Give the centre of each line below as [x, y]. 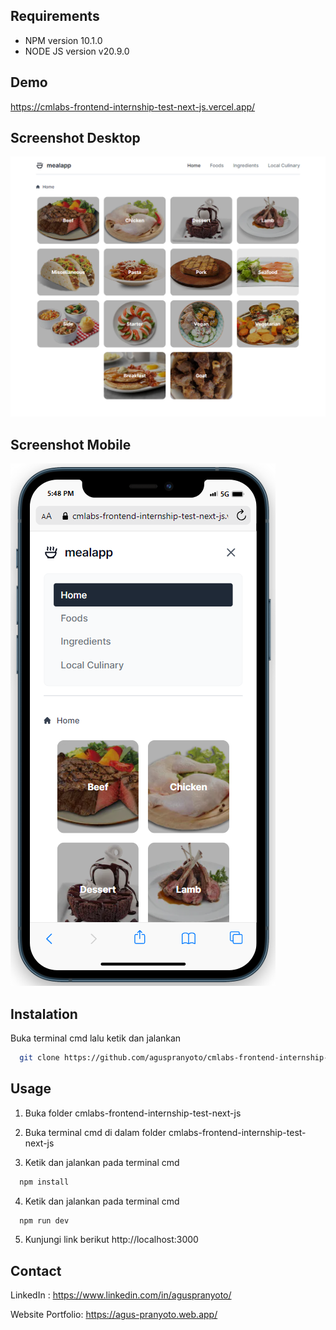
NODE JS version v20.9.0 [77, 51]
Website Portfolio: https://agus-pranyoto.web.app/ [114, 1315]
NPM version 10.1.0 [63, 40]
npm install [44, 1182]
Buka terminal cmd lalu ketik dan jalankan [96, 1038]
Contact [36, 1270]
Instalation [44, 1014]
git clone [39, 1057]
